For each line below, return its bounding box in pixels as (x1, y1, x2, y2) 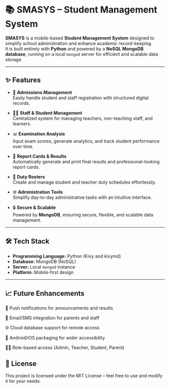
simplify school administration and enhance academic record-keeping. (5, 40, 153, 46)
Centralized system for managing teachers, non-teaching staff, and (12, 115, 153, 121)
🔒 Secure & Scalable (12, 204, 56, 210)
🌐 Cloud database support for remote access (5, 325, 100, 331)
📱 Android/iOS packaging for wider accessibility (5, 335, 105, 341)
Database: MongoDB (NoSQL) (12, 258, 76, 265)
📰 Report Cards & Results (12, 153, 67, 159)
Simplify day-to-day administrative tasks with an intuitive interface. (12, 194, 152, 200)
